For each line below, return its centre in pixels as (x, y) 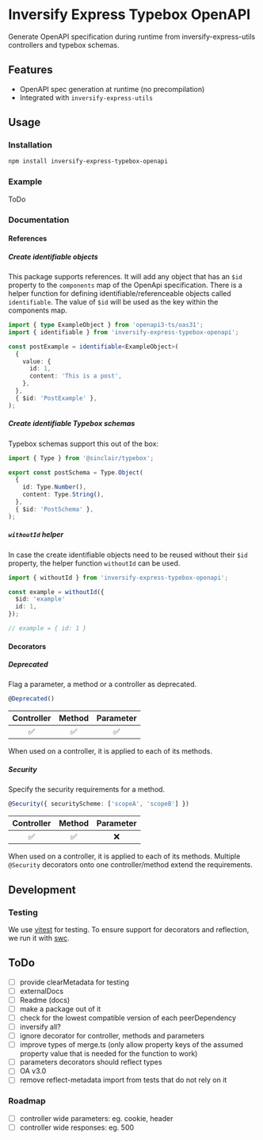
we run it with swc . (39, 938)
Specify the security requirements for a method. (86, 789)
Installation (30, 145)
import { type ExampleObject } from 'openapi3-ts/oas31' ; (106, 325)
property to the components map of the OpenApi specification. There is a (126, 285)
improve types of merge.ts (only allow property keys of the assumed (131, 1045)
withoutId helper (36, 535)
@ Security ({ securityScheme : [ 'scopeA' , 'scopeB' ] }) (99, 804)
